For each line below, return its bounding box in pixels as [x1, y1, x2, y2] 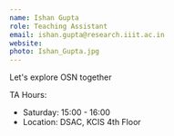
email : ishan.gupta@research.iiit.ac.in [9, 30, 166, 39]
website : [9, 38, 43, 48]
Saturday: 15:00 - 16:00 [22, 107, 111, 118]
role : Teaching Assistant [9, 22, 107, 31]
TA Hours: [9, 90, 47, 101]
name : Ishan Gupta [9, 13, 79, 23]
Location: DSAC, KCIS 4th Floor [22, 117, 141, 128]
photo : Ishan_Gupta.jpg [9, 47, 100, 56]
